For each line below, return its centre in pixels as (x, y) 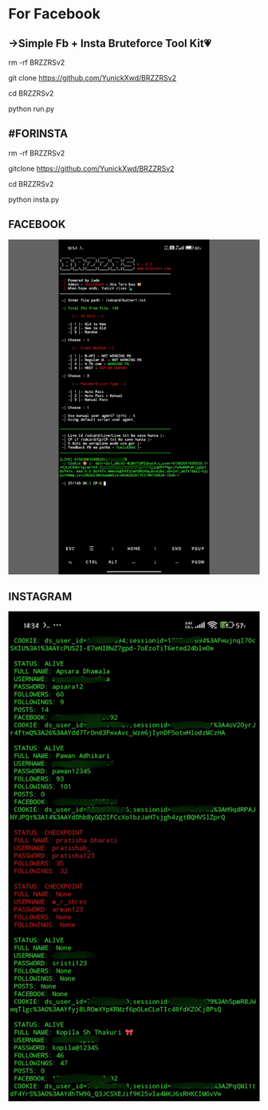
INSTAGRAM (40, 597)
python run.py (31, 109)
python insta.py (34, 199)
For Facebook (55, 14)
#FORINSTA (38, 134)
